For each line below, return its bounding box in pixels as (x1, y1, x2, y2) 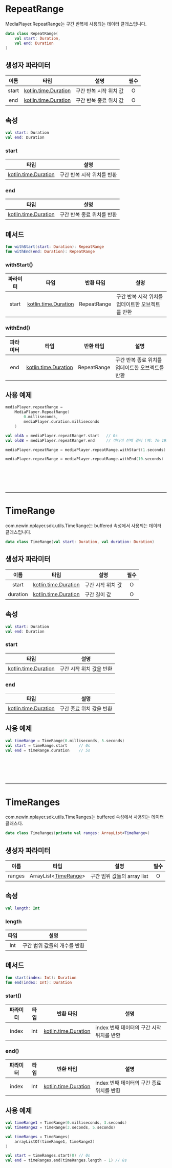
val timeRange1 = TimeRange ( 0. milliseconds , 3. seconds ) (5, 1120, 127, 1125)
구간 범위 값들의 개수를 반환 (22, 942, 85, 949)
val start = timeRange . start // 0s (5, 743, 91, 748)
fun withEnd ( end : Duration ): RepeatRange (5, 249, 95, 255)
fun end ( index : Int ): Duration (5, 980, 72, 985)
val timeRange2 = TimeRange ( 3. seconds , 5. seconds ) (5, 1125, 116, 1130)
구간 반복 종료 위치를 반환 (59, 211, 117, 219)
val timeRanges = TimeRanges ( (5, 1134, 70, 1139)
